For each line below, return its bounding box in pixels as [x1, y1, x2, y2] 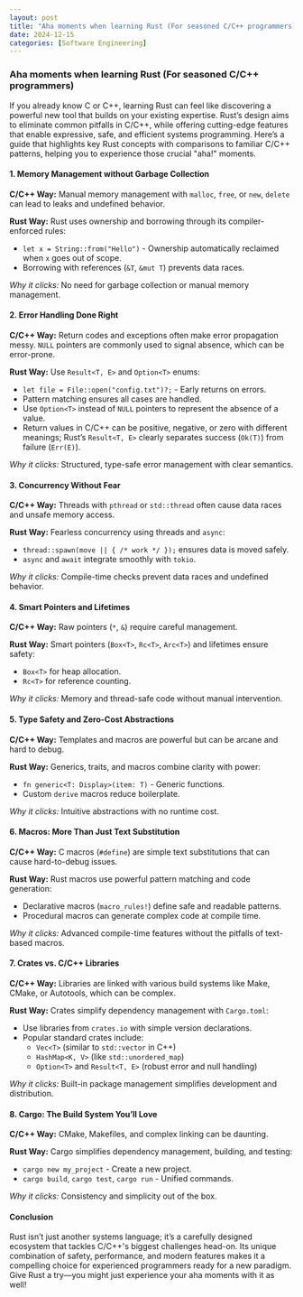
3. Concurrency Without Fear [9, 479, 121, 490]
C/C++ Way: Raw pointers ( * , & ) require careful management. [9, 622, 238, 633]
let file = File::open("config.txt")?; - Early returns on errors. [22, 384, 267, 394]
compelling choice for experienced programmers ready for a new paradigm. [9, 1260, 291, 1271]
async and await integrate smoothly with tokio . [22, 554, 197, 565]
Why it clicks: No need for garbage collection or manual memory [9, 279, 250, 290]
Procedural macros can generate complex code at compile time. [22, 910, 262, 921]
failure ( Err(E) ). [22, 441, 81, 452]
